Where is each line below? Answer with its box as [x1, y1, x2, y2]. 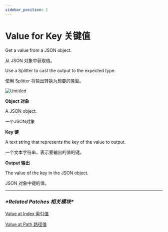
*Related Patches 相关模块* [5, 198, 74, 205]
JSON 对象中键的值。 [5, 180, 49, 186]
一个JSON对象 [5, 118, 35, 124]
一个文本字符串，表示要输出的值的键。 [5, 149, 84, 155]
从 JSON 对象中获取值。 [5, 57, 55, 63]
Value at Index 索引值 [5, 211, 49, 217]
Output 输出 [5, 160, 30, 166]
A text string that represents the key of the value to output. [5, 139, 126, 145]
